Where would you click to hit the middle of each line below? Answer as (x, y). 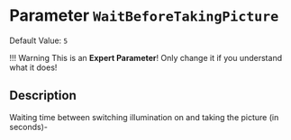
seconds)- (28, 127)
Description (43, 96)
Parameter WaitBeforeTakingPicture (144, 16)
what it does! (33, 67)
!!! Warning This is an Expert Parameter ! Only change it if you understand (145, 57)
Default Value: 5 (39, 40)
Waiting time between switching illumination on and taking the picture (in (144, 117)
